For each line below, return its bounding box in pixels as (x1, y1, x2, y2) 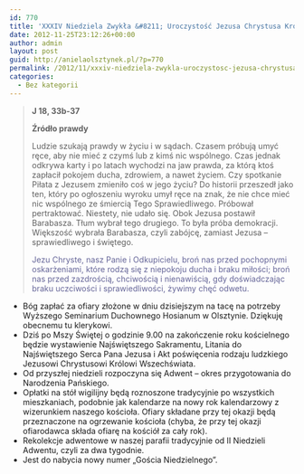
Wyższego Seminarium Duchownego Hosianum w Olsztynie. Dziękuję (22, 309, 283, 321)
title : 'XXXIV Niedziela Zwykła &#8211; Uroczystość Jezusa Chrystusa (9, 22, 281, 31)
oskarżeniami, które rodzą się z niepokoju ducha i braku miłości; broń (31, 263, 290, 274)
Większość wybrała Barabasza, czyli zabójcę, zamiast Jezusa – (31, 227, 269, 238)
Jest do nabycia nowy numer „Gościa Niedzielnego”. (22, 454, 218, 465)
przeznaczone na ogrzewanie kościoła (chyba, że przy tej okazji (22, 415, 261, 426)
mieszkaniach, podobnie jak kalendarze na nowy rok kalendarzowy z (22, 396, 280, 407)
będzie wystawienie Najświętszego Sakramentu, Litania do (22, 338, 242, 349)
